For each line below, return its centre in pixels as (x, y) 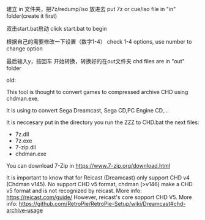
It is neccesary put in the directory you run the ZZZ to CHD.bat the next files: (103, 122)
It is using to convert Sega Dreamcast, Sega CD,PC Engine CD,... (88, 110)
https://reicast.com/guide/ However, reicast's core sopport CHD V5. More (99, 197)
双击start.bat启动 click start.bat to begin (57, 29)
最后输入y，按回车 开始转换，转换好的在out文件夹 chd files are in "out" (95, 61)
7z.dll (22, 134)
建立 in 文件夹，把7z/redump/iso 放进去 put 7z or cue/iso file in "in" (91, 9)
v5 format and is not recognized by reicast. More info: (74, 191)
